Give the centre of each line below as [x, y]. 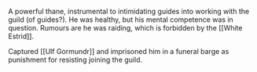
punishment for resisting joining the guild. [75, 59]
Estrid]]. [21, 36]
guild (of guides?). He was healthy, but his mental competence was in [121, 20]
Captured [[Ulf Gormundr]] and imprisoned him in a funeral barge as [119, 51]
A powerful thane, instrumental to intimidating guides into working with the [129, 11]
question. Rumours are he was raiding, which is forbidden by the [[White [125, 28]
